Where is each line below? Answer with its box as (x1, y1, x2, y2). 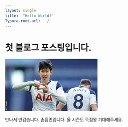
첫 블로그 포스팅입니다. (5, 42, 92, 53)
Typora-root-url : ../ (5, 18, 50, 23)
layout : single (5, 8, 36, 13)
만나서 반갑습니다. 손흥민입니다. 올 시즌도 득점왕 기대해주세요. (5, 117, 124, 123)
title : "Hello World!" (5, 13, 54, 18)
